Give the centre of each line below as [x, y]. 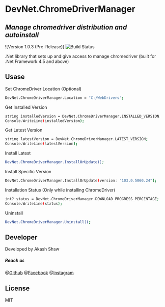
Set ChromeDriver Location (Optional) [43, 89]
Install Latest [18, 153]
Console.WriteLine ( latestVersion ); [41, 144]
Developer [21, 237]
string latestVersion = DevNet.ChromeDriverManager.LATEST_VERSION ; [77, 139]
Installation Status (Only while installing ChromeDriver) [60, 190]
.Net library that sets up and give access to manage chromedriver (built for [81, 56]
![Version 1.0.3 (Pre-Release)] [35, 47]
